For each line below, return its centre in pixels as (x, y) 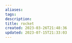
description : (18, 19)
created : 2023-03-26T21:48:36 (36, 28)
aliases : (14, 10)
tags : (11, 14)
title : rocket (20, 23)
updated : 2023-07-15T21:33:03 (36, 33)
